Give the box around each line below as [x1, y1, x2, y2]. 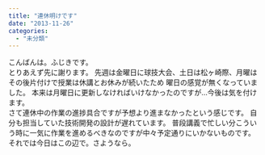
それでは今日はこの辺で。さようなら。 [8, 138, 136, 148]
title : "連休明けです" [8, 11, 78, 20]
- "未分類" [15, 34, 48, 43]
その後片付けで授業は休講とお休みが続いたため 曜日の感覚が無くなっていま [8, 77, 259, 87]
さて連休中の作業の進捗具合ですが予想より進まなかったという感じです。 [8, 108, 249, 118]
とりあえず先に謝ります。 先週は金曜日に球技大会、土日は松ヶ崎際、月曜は [8, 68, 258, 77]
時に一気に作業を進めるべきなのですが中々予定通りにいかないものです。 [15, 128, 256, 138]
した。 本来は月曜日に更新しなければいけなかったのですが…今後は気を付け [8, 88, 258, 98]
